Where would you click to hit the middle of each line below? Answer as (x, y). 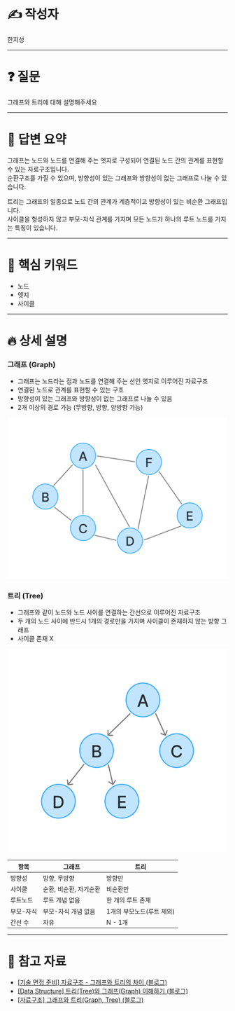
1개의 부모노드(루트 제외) (140, 911)
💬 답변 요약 (37, 140)
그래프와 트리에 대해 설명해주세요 (52, 102)
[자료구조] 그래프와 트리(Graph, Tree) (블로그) (80, 1000)
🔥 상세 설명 (37, 341)
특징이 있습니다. (36, 228)
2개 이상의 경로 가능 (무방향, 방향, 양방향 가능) (80, 408)
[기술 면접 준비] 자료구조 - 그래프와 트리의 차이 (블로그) (92, 982)
